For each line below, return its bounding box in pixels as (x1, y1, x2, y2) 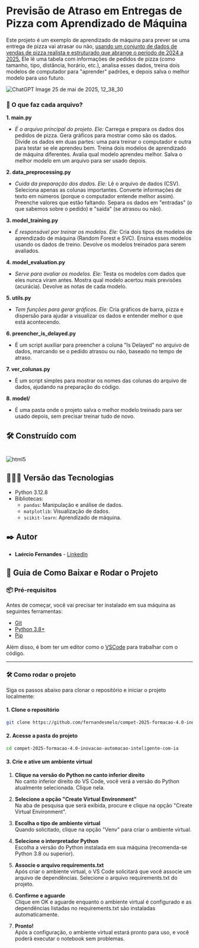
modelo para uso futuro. (6, 74, 65, 81)
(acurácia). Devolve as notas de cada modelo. (14, 283, 127, 290)
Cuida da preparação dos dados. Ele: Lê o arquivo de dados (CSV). (14, 180, 181, 188)
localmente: (6, 693, 35, 700)
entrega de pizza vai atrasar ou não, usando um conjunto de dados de (6, 43, 178, 50)
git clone (6, 719, 31, 725)
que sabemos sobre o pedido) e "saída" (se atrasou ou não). (14, 205, 163, 213)
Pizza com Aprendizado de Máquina (6, 17, 188, 30)
